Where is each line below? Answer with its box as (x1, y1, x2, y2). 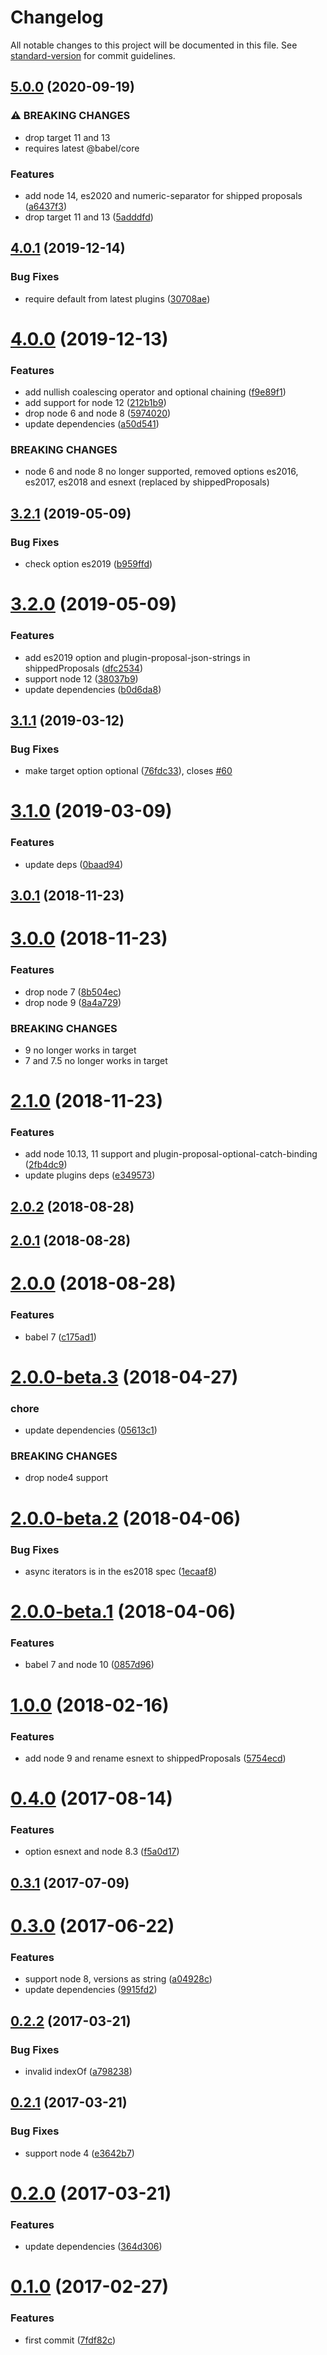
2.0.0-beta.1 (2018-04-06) (10, 1601, 237, 1623)
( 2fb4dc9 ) (24, 1159, 68, 1171)
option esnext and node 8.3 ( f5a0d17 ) (24, 1846, 180, 1858)
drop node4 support (24, 1472, 108, 1484)
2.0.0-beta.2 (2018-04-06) (10, 1507, 242, 1530)
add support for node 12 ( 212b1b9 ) (24, 397, 167, 409)
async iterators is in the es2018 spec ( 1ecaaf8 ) (24, 1565, 218, 1577)
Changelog (10, 6, 104, 29)
